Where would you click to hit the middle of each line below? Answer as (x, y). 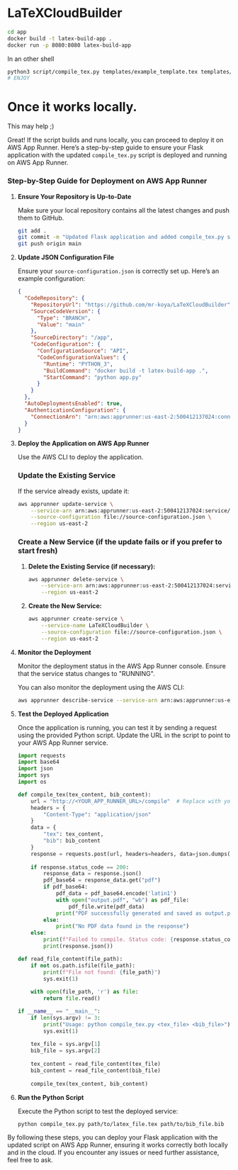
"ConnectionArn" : (56, 417)
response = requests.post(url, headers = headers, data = (113, 854)
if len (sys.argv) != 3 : (66, 1018)
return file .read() (72, 999)
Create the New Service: (65, 606)
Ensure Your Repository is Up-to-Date (74, 196)
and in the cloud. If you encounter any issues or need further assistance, (113, 1152)
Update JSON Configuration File (66, 257)
